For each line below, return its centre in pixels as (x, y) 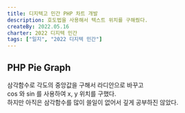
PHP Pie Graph (39, 68)
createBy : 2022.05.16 (38, 26)
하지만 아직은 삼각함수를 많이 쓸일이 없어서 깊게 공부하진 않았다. (93, 102)
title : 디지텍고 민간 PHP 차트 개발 (52, 14)
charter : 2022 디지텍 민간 (42, 33)
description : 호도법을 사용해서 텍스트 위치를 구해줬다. (78, 20)
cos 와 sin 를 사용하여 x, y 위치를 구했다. (62, 94)
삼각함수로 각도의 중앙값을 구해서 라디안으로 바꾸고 (75, 85)
